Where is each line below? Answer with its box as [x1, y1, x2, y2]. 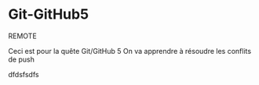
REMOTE [8, 31, 37, 41]
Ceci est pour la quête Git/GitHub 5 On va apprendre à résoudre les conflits [8, 46, 252, 55]
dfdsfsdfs [8, 69, 39, 79]
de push [8, 55, 35, 64]
